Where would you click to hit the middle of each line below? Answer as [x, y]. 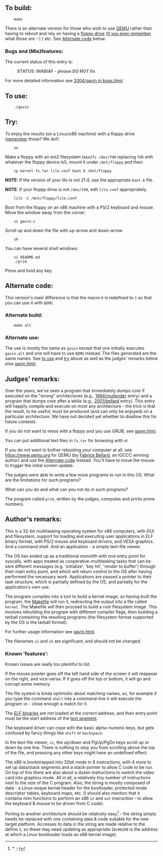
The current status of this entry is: [39, 62]
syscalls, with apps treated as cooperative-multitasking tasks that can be [78, 561]
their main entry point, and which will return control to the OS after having [78, 571]
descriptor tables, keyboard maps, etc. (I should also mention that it [73, 793]
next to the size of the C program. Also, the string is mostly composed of [78, 783]
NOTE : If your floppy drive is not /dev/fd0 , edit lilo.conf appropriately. [76, 189]
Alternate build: [24, 315]
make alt [23, 325]
